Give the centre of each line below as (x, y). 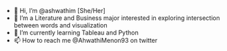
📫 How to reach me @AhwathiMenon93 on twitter (86, 40)
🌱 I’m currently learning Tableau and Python (76, 32)
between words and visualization (61, 25)
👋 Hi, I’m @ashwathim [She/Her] (59, 11)
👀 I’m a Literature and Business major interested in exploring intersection (117, 18)
